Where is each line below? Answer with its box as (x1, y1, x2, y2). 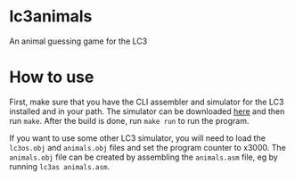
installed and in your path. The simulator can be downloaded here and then (9, 105, 285, 117)
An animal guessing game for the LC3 (9, 36, 148, 46)
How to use (9, 67, 94, 87)
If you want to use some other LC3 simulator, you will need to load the (9, 132, 266, 144)
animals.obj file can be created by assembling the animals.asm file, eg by (9, 152, 278, 162)
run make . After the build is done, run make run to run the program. (9, 115, 250, 126)
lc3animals (9, 6, 93, 27)
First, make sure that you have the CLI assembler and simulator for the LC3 (9, 96, 284, 107)
